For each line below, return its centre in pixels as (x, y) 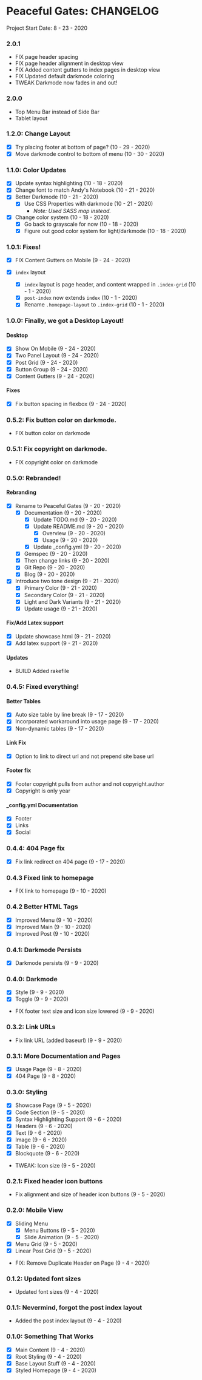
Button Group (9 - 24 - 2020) (52, 369)
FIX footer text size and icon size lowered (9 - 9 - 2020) (85, 1011)
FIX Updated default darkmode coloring (65, 76)
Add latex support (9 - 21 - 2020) (56, 643)
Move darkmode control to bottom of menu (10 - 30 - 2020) (90, 154)
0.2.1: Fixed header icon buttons (55, 1181)
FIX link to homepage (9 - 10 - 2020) (61, 891)
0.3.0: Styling (27, 1092)
